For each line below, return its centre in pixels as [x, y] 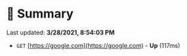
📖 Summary [40, 14]
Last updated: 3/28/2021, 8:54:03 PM [61, 32]
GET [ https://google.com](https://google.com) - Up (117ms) [98, 45]
